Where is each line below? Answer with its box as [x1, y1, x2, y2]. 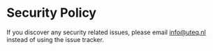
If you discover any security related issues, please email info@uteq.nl [6, 28, 207, 36]
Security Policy [6, 5, 97, 21]
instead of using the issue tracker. [6, 35, 104, 43]
